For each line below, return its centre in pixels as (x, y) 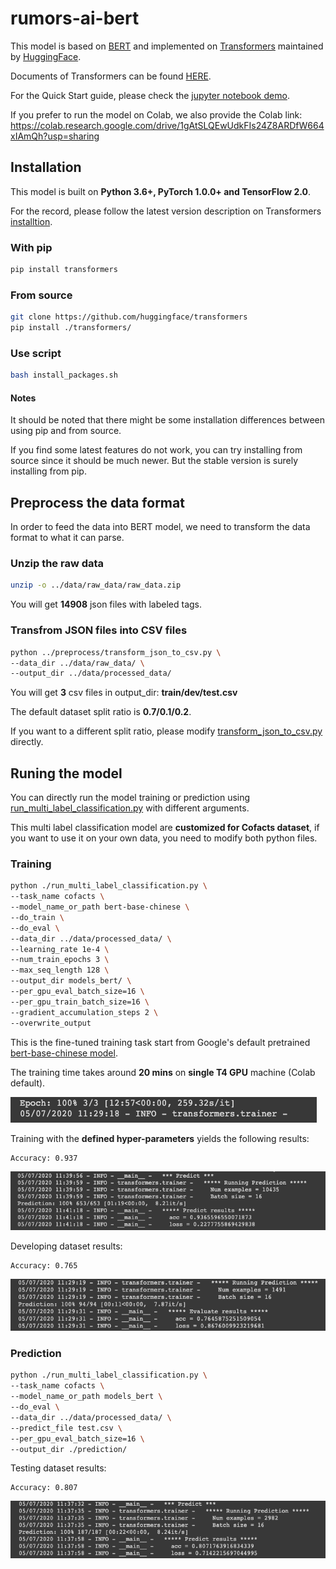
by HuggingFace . (46, 56)
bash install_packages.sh (64, 375)
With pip (31, 247)
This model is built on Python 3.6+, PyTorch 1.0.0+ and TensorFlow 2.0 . (161, 191)
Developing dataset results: (66, 1246)
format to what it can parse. (67, 538)
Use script (36, 353)
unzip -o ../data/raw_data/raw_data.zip (96, 585)
